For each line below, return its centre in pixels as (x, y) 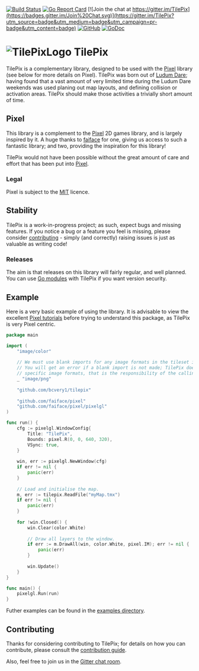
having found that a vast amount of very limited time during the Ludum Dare (99, 81)
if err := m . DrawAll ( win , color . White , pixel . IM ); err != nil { (108, 544)
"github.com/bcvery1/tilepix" (54, 390)
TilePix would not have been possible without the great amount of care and (98, 157)
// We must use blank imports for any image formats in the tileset (103, 363)
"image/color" (34, 351)
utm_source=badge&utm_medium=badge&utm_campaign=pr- (82, 22)
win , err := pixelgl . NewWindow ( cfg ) (62, 461)
